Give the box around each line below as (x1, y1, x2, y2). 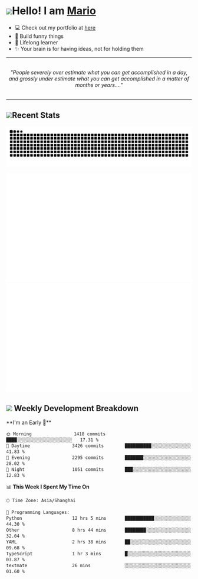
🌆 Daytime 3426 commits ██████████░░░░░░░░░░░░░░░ (6, 443, 192, 449)
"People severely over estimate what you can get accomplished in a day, (10, 69, 188, 76)
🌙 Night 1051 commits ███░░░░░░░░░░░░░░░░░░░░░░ (6, 467, 192, 473)
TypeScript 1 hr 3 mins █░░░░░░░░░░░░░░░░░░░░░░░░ (6, 551, 192, 557)
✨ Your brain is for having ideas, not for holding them (14, 45, 144, 52)
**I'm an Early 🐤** (6, 419, 52, 426)
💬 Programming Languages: (6, 510, 70, 516)
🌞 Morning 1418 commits (6, 431, 106, 437)
